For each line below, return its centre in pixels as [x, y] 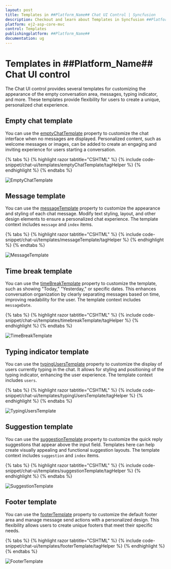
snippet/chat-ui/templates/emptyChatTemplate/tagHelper [66, 165]
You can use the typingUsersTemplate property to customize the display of [84, 364]
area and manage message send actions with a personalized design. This [82, 520]
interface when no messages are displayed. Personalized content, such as [83, 139]
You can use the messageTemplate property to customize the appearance [83, 208]
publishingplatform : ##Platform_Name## [48, 34]
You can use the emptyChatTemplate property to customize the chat [77, 133]
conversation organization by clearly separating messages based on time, [83, 294]
